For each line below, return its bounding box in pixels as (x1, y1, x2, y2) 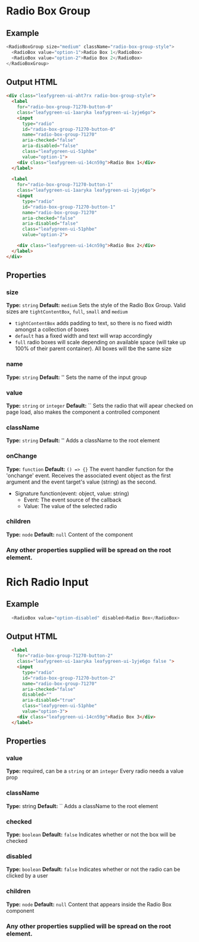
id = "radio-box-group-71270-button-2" (21, 675, 116, 681)
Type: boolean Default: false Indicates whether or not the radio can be (6, 865, 181, 873)
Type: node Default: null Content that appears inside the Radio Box (6, 901, 172, 908)
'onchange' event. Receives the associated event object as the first (6, 472, 171, 479)
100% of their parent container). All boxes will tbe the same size (14, 345, 172, 352)
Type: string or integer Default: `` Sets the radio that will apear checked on (6, 402, 194, 409)
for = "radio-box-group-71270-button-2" (17, 653, 113, 659)
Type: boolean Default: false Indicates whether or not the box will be (6, 831, 176, 838)
